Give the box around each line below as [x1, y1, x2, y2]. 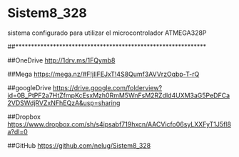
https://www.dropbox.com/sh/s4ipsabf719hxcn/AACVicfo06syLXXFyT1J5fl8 [7, 119, 232, 129]
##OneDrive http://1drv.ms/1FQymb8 [7, 55, 116, 65]
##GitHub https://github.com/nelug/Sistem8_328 [7, 141, 151, 150]
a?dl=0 [7, 127, 29, 136]
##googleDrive [7, 83, 51, 92]
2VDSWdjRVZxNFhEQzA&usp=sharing [7, 98, 121, 107]
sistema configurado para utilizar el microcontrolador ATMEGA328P [7, 28, 207, 37]
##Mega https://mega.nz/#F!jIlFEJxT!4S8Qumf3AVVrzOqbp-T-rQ [7, 70, 200, 78]
